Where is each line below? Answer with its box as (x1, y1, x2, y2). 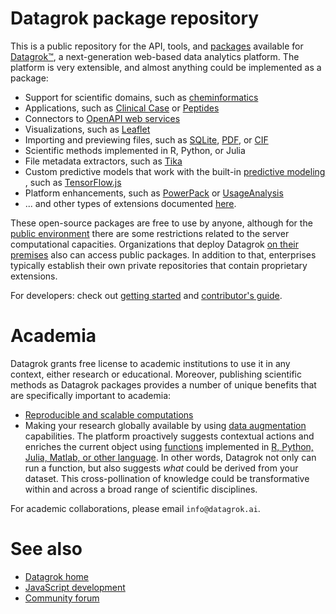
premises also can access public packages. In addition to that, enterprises (10, 248, 317, 261)
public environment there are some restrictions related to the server (10, 227, 290, 239)
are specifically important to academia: (10, 389, 172, 401)
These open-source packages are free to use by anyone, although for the (10, 217, 313, 229)
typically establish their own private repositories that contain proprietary (10, 259, 308, 271)
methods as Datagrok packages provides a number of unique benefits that (10, 378, 317, 391)
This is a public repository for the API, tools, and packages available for (10, 40, 304, 52)
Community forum (24, 592, 100, 604)
